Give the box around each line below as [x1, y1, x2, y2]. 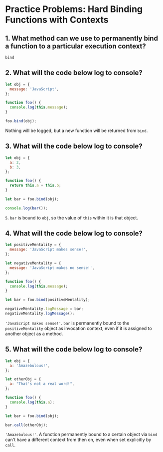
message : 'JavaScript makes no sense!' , [9, 265, 95, 270]
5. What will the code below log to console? [5, 345, 143, 353]
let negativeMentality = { [5, 261, 61, 266]
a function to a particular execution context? [5, 41, 146, 50]
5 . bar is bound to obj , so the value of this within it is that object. [5, 214, 139, 220]
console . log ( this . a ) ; [9, 399, 55, 404]
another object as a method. [5, 330, 63, 336]
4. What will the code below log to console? [5, 229, 143, 238]
